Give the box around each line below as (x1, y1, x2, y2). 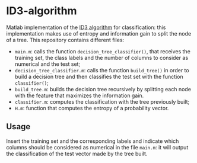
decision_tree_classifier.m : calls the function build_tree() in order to (14, 66, 189, 73)
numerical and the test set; (14, 60, 81, 68)
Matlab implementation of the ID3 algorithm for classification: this (6, 24, 166, 31)
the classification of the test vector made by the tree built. (6, 150, 148, 157)
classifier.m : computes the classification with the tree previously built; (14, 98, 190, 105)
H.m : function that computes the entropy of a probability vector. (14, 104, 169, 111)
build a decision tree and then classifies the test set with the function (14, 73, 183, 80)
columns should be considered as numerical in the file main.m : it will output (6, 143, 189, 151)
